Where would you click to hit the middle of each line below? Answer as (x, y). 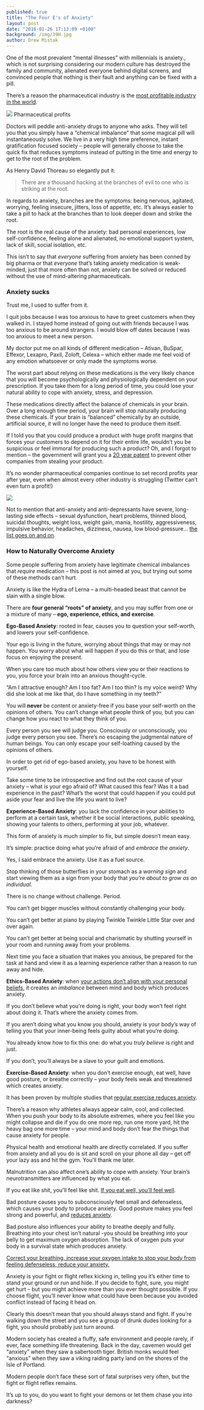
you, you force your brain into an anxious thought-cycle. (76, 675)
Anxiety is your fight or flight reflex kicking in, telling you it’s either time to (98, 1276)
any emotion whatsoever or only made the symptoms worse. (82, 361)
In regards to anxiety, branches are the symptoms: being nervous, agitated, (100, 201)
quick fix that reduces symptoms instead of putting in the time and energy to (102, 152)
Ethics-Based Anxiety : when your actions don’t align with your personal (97, 981)
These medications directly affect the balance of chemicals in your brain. (98, 404)
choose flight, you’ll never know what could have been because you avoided (102, 1295)
